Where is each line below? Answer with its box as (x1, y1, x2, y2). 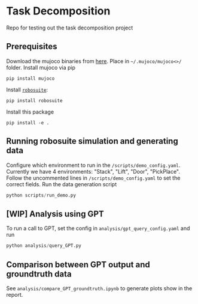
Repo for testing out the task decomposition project (6, 24, 133, 31)
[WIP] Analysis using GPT (6, 208, 105, 219)
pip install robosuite (6, 97, 63, 103)
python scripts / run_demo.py (6, 192, 77, 198)
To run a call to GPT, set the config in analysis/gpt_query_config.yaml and (6, 225, 190, 232)
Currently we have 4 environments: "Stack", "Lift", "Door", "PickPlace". (6, 168, 181, 175)
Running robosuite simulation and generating (6, 136, 178, 147)
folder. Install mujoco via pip (6, 64, 76, 71)
